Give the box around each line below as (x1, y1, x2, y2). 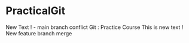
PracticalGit (5, 4, 66, 18)
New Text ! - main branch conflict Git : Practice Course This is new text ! (5, 24, 184, 31)
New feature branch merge (5, 29, 72, 37)
